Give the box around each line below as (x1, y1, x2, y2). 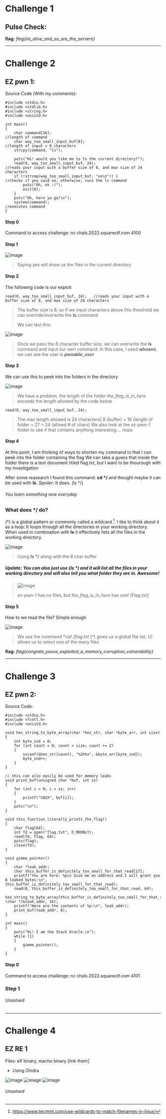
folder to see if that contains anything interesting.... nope (17, 427, 133, 433)
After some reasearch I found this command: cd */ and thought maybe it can (5, 475, 161, 481)
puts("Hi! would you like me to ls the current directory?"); (14, 156, 145, 161)
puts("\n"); (14, 804, 39, 809)
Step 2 (5, 273, 19, 279)
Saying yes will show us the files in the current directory (17, 262, 132, 268)
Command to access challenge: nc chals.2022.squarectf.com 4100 (5, 230, 141, 236)
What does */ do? (5, 507, 48, 513)
